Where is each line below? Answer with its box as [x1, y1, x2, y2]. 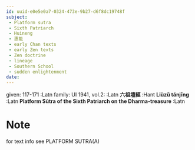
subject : [6, 14, 28, 20]
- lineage [8, 58, 33, 64]
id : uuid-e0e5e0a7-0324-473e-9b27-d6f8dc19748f [6, 8, 125, 15]
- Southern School [8, 63, 54, 69]
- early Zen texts [8, 47, 54, 53]
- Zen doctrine [8, 52, 46, 58]
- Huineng [8, 31, 33, 36]
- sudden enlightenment [8, 69, 67, 75]
